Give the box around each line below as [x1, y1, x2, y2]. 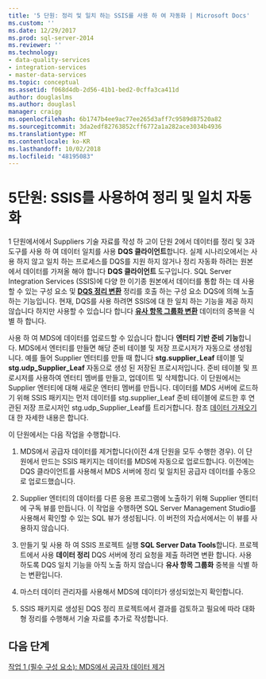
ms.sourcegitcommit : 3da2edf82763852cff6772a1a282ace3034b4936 [8, 123, 222, 131]
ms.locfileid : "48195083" [8, 152, 94, 160]
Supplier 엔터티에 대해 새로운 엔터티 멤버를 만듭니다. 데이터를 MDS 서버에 [8, 383, 237, 392]
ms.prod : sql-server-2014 [8, 33, 94, 42]
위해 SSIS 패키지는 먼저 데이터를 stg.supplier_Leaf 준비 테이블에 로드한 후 [16, 393, 247, 403]
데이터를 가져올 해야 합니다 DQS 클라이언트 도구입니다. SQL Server [22, 267, 232, 276]
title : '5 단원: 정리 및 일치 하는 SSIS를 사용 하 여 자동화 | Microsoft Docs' [8, 11, 250, 20]
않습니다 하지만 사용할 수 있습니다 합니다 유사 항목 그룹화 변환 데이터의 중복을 [8, 306, 247, 316]
